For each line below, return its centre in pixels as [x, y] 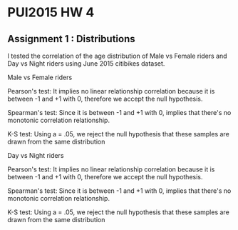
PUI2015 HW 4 [51, 12]
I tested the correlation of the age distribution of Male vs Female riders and [117, 56]
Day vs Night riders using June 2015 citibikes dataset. [86, 64]
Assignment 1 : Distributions [71, 39]
